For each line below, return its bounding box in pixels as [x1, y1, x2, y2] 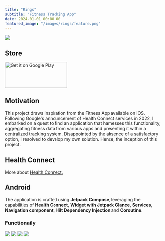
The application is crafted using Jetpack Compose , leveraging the [5, 196, 141, 202]
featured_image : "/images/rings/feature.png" [5, 21, 101, 26]
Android [5, 183, 31, 192]
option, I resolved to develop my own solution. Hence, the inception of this [5, 136, 157, 142]
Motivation [5, 97, 40, 105]
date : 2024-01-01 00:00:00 [5, 16, 61, 21]
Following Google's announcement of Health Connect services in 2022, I [5, 115, 154, 121]
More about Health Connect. [5, 169, 63, 175]
